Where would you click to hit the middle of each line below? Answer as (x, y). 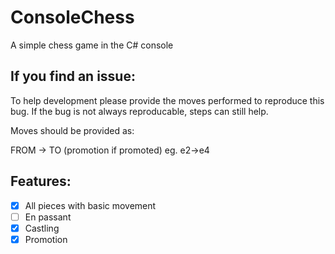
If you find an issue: (73, 76)
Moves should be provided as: (72, 130)
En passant (48, 217)
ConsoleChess (72, 17)
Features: (41, 181)
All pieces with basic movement (90, 205)
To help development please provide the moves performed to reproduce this (167, 100)
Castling (42, 228)
